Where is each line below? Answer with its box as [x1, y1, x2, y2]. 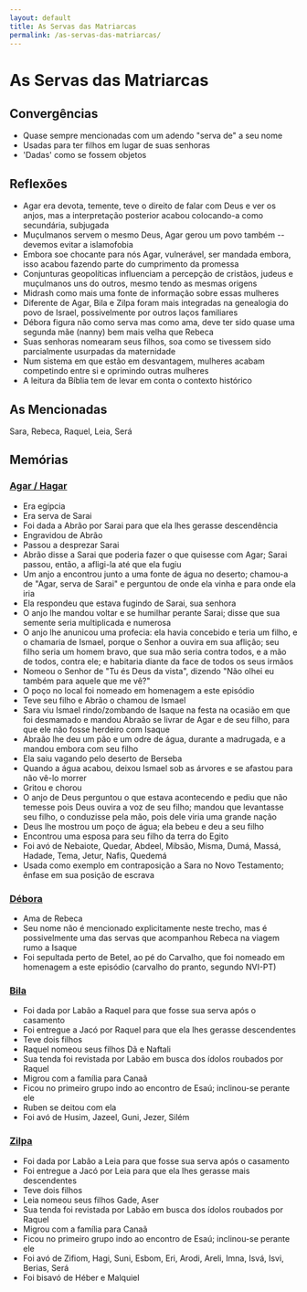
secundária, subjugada [22, 220, 110, 231]
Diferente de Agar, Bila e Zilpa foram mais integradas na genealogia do [22, 298, 290, 309]
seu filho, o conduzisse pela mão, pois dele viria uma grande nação [22, 810, 277, 822]
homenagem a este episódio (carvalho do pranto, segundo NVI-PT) [22, 961, 277, 972]
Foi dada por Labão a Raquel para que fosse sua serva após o [22, 1005, 257, 1016]
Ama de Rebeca [22, 913, 83, 924]
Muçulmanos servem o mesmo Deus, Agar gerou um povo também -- [22, 229, 285, 240]
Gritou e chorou [22, 782, 82, 793]
